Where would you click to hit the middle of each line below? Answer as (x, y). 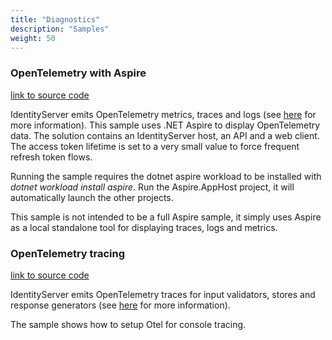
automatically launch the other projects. (92, 197)
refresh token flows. (51, 157)
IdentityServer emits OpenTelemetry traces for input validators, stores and (163, 294)
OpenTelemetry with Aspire (78, 73)
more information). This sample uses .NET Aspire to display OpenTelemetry (165, 125)
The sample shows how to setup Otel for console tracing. (128, 324)
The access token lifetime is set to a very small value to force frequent (155, 146)
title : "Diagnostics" (55, 19)
